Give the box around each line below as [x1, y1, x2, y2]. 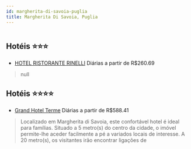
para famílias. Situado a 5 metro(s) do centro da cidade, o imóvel [20, 125, 176, 132]
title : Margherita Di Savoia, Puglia [6, 14, 98, 20]
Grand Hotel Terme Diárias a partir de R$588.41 [14, 107, 129, 114]
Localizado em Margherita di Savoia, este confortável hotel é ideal [20, 118, 180, 125]
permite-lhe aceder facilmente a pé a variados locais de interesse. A [20, 130, 185, 137]
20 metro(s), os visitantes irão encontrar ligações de [20, 137, 147, 144]
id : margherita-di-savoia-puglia [6, 8, 88, 15]
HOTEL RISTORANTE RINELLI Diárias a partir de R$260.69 [14, 59, 155, 67]
